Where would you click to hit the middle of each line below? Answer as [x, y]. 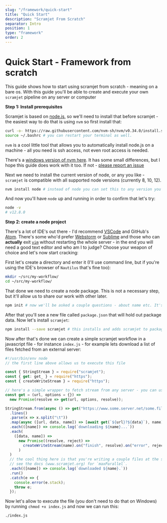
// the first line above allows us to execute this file [65, 363]
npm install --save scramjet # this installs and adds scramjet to [77, 329]
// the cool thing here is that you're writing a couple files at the [84, 459]
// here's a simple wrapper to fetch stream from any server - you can [81, 390]
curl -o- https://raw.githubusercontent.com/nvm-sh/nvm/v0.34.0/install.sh [85, 131]
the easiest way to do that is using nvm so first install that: [63, 121]
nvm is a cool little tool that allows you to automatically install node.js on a [80, 145]
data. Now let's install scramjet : [37, 320]
